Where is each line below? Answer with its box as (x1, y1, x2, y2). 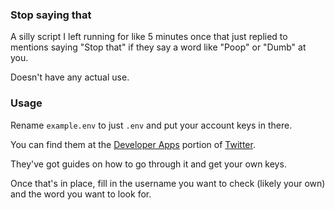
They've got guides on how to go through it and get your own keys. (10, 158, 287, 170)
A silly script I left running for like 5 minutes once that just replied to (10, 31, 288, 43)
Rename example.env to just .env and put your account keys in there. (10, 119, 293, 131)
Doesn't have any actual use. (10, 71, 130, 83)
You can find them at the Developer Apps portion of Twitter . (10, 138, 256, 150)
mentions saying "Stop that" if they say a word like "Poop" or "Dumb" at (10, 41, 307, 53)
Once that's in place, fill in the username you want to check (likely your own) (10, 177, 326, 189)
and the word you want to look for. (10, 188, 152, 200)
